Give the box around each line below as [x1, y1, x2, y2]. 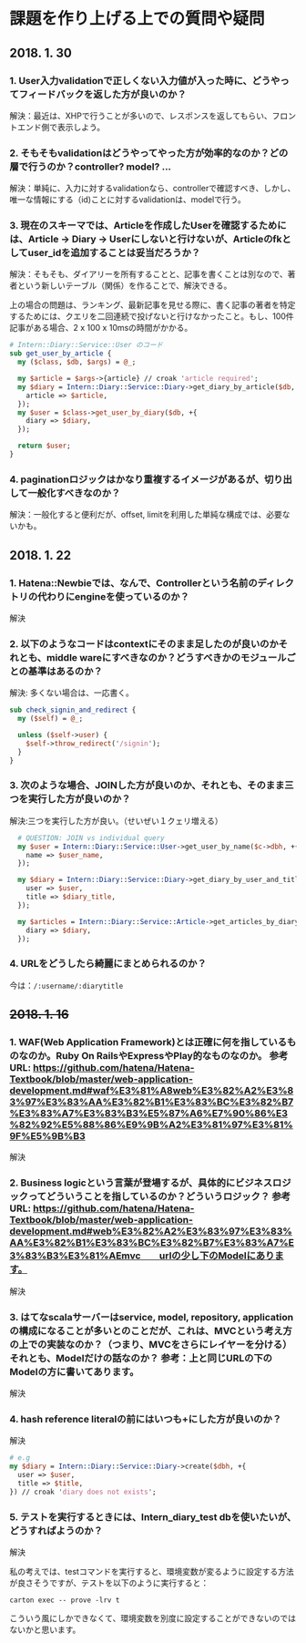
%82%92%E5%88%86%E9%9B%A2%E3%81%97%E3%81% [9, 1118, 293, 1131]
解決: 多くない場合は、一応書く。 [9, 687, 134, 698]
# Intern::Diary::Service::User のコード [9, 341, 164, 350]
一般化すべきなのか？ [27, 487, 121, 499]
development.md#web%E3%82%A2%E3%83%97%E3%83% [9, 1225, 293, 1237]
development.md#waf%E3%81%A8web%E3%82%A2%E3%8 [9, 1084, 294, 1097]
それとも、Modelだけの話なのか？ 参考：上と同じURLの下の [9, 1351, 273, 1364]
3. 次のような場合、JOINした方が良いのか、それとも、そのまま [9, 779, 285, 792]
